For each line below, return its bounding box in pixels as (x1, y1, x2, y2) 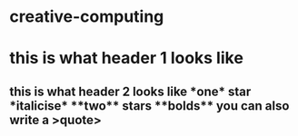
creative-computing (9, 6, 164, 27)
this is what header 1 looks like (9, 48, 243, 69)
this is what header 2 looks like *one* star (9, 83, 252, 99)
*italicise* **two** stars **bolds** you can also (9, 98, 290, 113)
